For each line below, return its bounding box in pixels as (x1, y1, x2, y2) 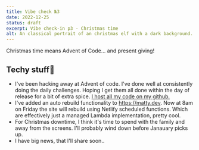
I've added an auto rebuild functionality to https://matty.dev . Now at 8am (14, 99, 194, 106)
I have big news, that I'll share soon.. (14, 137, 105, 144)
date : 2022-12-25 (6, 14, 49, 20)
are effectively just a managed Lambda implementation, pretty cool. (14, 111, 181, 119)
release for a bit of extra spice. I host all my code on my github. (14, 93, 170, 100)
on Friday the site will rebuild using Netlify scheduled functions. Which (14, 105, 188, 112)
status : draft (6, 20, 42, 26)
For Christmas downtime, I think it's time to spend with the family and (14, 118, 185, 125)
